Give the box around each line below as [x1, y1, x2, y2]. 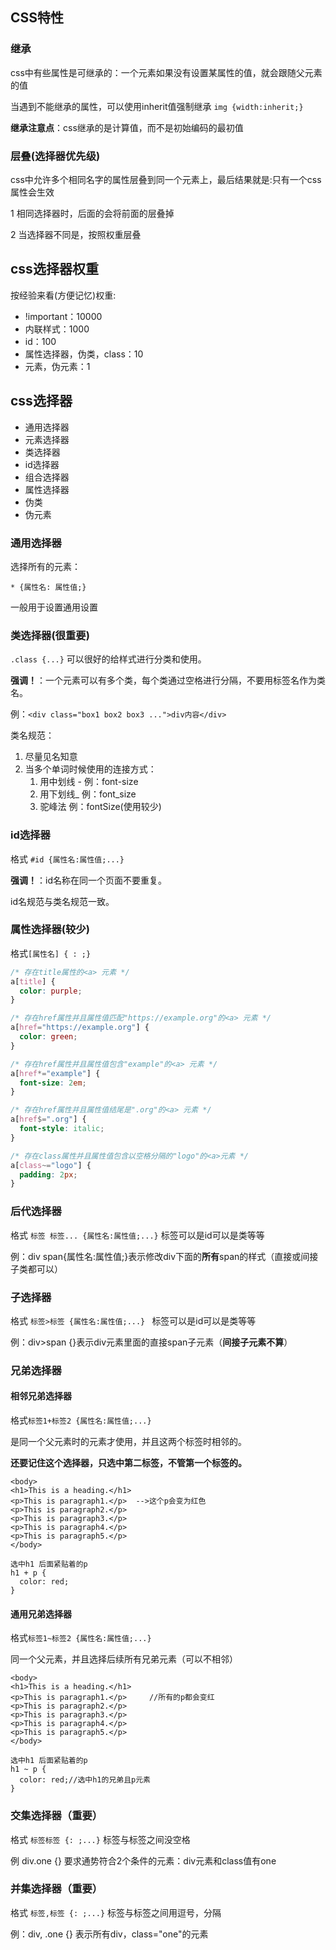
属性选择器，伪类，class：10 [24, 348, 144, 360]
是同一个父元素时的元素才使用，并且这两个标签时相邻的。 [10, 1436, 247, 1448]
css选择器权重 [10, 261, 99, 278]
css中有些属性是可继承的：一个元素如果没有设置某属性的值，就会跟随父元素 [10, 66, 323, 78]
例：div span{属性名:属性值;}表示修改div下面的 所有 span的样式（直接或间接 [10, 1250, 319, 1262]
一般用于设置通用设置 [10, 601, 98, 613]
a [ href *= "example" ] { [10, 1068, 101, 1078]
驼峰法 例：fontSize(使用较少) [39, 801, 162, 813]
